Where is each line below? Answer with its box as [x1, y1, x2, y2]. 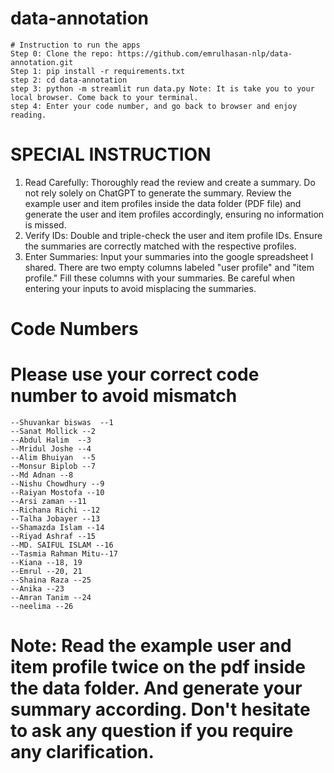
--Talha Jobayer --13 [10, 514, 101, 524]
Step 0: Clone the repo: [10, 48, 114, 59]
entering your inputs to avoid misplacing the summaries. [24, 282, 257, 294]
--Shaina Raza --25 [10, 575, 92, 585]
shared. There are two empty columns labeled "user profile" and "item [24, 261, 315, 273]
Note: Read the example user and [10, 635, 292, 657]
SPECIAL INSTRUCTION [10, 143, 212, 166]
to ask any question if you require [10, 720, 294, 742]
